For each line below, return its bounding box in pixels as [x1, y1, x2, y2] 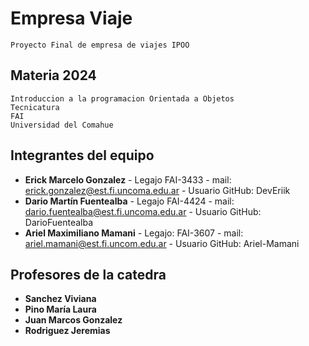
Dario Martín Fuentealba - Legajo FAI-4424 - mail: [24, 195, 235, 207]
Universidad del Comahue [10, 120, 114, 130]
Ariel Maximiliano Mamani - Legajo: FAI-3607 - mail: [24, 227, 244, 239]
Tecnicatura [10, 102, 60, 112]
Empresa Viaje [10, 7, 133, 30]
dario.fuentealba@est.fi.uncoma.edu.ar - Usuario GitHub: [24, 205, 262, 217]
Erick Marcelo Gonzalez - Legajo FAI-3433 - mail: [24, 173, 232, 186]
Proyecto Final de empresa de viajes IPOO [10, 40, 190, 50]
